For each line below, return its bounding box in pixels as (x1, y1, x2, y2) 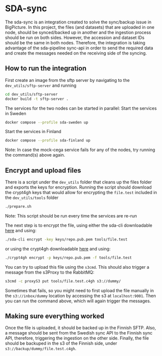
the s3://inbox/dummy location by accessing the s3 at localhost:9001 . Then (5, 293, 156, 298)
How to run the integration (5, 64, 87, 73)
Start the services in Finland (5, 129, 61, 135)
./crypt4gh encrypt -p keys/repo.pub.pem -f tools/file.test (5, 255, 132, 260)
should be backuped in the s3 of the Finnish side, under (5, 340, 117, 346)
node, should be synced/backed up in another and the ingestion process (5, 29, 151, 35)
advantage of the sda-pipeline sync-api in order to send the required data (5, 45, 154, 51)
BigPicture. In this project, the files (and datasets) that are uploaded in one (5, 24, 155, 30)
